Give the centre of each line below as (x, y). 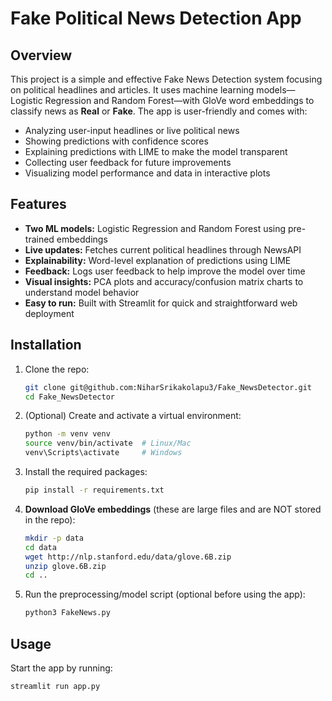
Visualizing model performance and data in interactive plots (147, 173)
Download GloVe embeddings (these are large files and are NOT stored (173, 509)
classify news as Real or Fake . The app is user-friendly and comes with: (159, 111)
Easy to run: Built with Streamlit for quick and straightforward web (161, 303)
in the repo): (50, 519)
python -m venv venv (67, 434)
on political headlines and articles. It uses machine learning (132, 90)
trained (39, 239)
